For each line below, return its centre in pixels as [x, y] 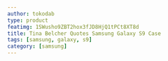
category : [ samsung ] [37, 46]
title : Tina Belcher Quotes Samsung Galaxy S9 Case [84, 33]
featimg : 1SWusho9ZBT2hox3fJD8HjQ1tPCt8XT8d [73, 27]
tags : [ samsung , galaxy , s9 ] [50, 40]
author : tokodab [31, 14]
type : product [28, 20]
